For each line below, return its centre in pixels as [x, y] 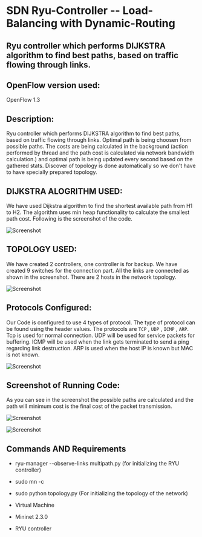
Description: [30, 119]
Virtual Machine [34, 505]
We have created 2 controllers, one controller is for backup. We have [92, 264]
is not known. [23, 355]
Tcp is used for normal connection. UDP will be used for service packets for [101, 335]
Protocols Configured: [49, 308]
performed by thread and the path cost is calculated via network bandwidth [100, 153]
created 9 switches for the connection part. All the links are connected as [98, 270]
